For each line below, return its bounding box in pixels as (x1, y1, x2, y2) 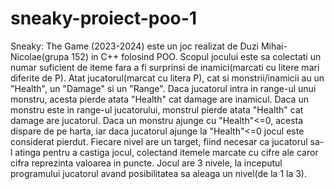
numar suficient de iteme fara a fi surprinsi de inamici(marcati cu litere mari (10, 61, 320, 73)
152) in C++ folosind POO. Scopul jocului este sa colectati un (71, 50, 322, 62)
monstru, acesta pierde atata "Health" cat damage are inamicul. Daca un (10, 93, 309, 105)
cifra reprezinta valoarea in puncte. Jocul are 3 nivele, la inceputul (10, 157, 283, 169)
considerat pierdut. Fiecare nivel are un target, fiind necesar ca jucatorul (10, 135, 308, 147)
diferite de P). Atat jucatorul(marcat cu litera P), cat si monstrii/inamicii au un (10, 72, 325, 84)
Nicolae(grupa (10, 50, 70, 62)
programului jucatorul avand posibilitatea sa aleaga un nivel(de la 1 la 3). (10, 167, 307, 179)
